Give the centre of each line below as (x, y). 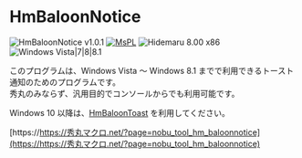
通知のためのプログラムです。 (65, 82)
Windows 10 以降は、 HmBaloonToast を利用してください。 (120, 112)
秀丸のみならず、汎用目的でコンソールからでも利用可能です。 (125, 93)
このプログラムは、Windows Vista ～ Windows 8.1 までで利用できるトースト (152, 70)
